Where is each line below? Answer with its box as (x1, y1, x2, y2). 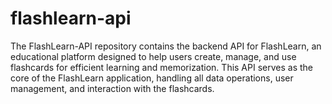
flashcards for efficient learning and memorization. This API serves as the (10, 61, 314, 73)
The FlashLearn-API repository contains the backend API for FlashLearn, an (10, 40, 322, 52)
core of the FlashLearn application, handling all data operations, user (10, 72, 294, 84)
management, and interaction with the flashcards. (10, 82, 215, 94)
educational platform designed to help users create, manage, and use (10, 50, 297, 62)
